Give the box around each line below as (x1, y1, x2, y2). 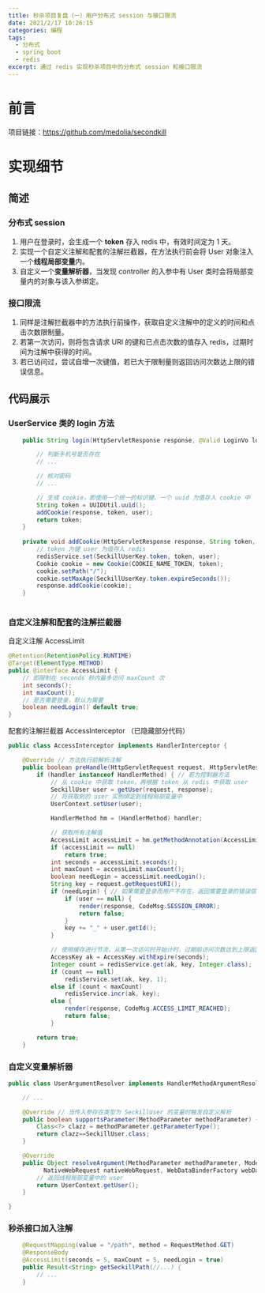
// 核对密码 (36, 472, 71, 481)
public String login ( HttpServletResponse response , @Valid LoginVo (22, 436, 248, 444)
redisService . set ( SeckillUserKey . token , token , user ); (36, 552, 221, 560)
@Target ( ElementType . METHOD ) (8, 659, 104, 668)
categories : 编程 (8, 26, 63, 34)
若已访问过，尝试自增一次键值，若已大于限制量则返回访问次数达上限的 (19, 356, 248, 366)
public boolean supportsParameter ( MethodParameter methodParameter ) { (22, 1115, 259, 1123)
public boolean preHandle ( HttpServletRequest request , (22, 763, 207, 771)
